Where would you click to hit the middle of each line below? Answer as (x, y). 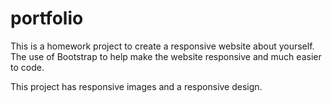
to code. (27, 67)
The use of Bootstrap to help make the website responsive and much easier (166, 56)
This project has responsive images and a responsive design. (136, 86)
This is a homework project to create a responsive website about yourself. (162, 46)
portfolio (47, 18)
